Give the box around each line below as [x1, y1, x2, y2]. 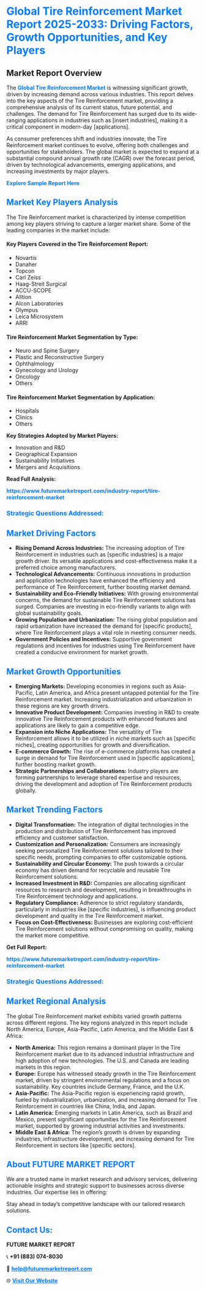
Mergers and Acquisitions [15, 464, 81, 471]
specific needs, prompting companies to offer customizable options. [15, 853, 188, 861]
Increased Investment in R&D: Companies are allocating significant [15, 879, 186, 887]
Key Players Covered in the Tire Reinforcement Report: [6, 240, 149, 248]
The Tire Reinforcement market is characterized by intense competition [6, 213, 186, 221]
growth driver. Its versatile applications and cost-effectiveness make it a [15, 557, 197, 565]
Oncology [15, 373, 40, 381]
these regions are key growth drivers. [15, 702, 110, 709]
